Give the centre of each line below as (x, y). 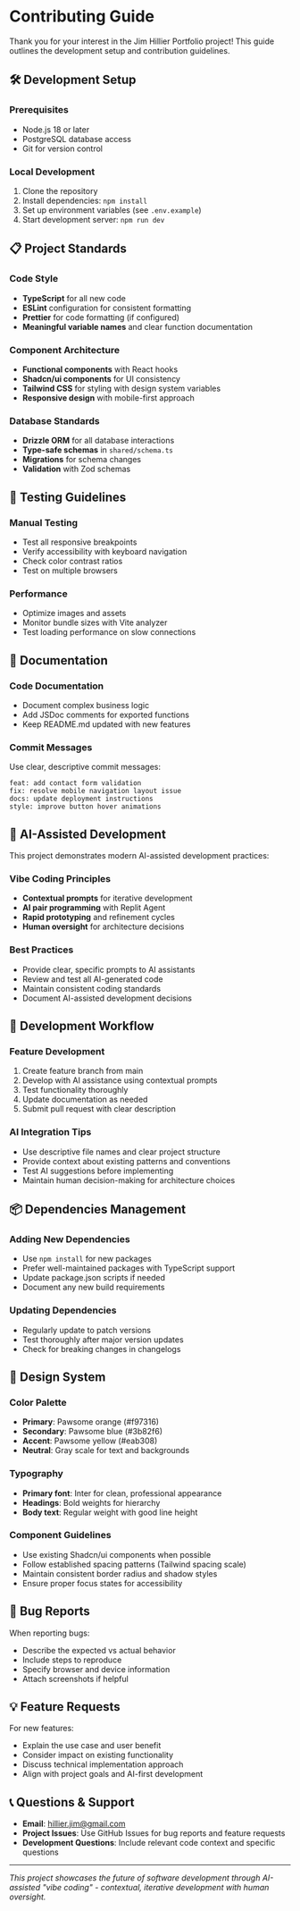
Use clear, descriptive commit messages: (85, 767)
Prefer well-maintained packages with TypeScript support (129, 1268)
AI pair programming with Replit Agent (94, 908)
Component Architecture (65, 350)
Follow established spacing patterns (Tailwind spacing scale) (134, 1564)
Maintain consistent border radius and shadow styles (120, 1573)
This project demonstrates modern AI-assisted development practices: (139, 855)
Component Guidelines (60, 1535)
